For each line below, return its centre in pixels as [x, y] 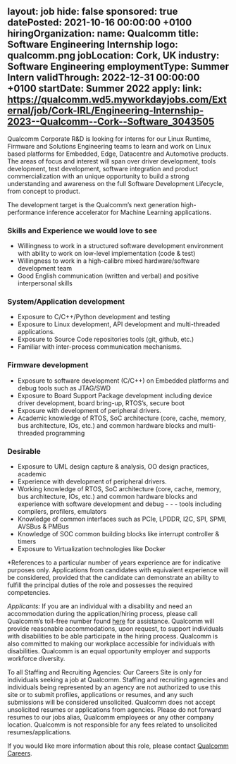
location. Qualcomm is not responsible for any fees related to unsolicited [112, 725]
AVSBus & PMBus [43, 526]
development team [45, 269]
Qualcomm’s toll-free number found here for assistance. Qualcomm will [111, 621]
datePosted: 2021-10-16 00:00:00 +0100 [100, 23]
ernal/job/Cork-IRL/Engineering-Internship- [106, 111]
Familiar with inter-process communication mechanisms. [99, 347]
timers [27, 541]
